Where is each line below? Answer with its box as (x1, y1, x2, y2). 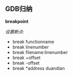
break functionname (12, 38, 54, 44)
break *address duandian (12, 65, 65, 71)
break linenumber (12, 44, 49, 50)
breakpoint (5, 18, 28, 24)
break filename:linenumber (12, 49, 68, 55)
